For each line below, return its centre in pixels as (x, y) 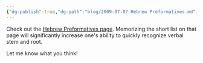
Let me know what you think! (42, 53)
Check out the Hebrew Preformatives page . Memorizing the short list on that (101, 29)
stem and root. (24, 41)
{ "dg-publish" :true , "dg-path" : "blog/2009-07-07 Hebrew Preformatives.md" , (102, 12)
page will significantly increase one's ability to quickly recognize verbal (95, 35)
